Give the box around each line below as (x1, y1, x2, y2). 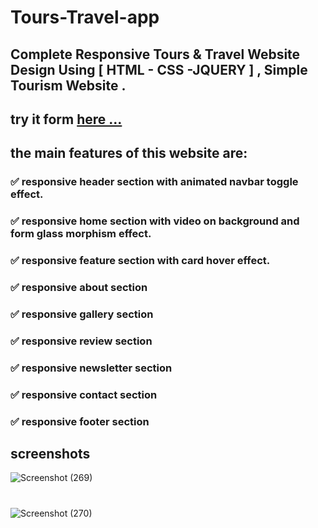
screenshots (10, 446, 91, 463)
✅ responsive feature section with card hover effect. (10, 254, 271, 268)
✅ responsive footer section (10, 414, 150, 428)
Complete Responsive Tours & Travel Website (10, 46, 301, 63)
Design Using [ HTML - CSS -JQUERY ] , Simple (10, 61, 308, 78)
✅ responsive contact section (10, 387, 158, 401)
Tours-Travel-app (10, 6, 160, 29)
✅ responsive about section (10, 281, 148, 295)
